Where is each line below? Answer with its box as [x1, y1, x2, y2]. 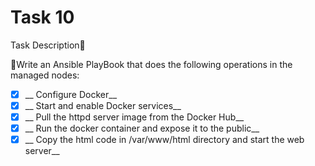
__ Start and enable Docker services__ [24, 100, 182, 111]
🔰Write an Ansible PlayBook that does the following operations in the [10, 58, 293, 70]
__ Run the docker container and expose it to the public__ [24, 122, 260, 135]
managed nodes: [10, 69, 80, 81]
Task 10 [10, 6, 75, 29]
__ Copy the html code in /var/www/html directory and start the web [24, 134, 305, 146]
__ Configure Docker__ [24, 88, 118, 100]
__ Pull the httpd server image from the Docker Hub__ [24, 111, 245, 123]
